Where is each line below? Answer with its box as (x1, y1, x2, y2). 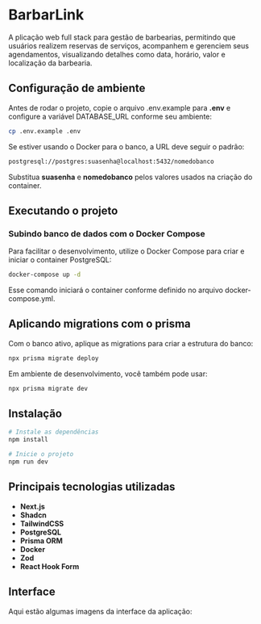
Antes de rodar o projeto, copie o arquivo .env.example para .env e (8, 103, 231, 112)
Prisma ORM (19, 535, 63, 546)
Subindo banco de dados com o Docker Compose (8, 228, 205, 239)
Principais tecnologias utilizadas (8, 480, 176, 494)
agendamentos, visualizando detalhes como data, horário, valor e (8, 49, 226, 59)
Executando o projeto (8, 203, 118, 217)
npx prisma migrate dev (8, 384, 89, 392)
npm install (8, 436, 48, 444)
